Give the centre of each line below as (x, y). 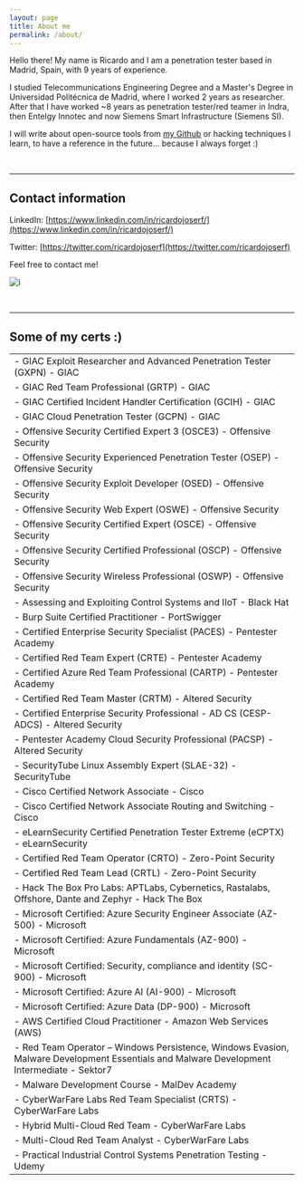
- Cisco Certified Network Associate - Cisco (109, 791)
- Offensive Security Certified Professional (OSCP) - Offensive (148, 550)
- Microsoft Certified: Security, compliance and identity (132, 966)
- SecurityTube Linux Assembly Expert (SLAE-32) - (125, 765)
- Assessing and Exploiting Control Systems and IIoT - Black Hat (152, 602)
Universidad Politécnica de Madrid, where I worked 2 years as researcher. (147, 97)
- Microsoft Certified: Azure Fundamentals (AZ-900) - (131, 940)
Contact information (68, 198)
